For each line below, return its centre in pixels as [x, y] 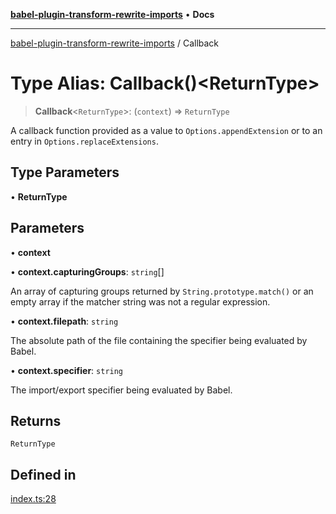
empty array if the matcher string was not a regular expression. [140, 301]
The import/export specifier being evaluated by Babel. [121, 390]
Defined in [43, 474]
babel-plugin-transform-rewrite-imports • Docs [112, 14]
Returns [36, 420]
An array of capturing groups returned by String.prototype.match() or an [162, 291]
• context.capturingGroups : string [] [87, 271]
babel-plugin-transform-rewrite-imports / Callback [115, 43]
